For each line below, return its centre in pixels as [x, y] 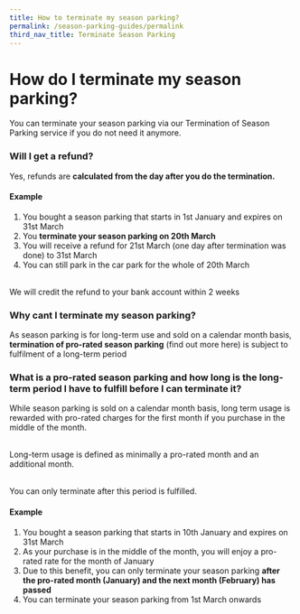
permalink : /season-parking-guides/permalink [96, 26]
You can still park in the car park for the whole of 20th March [136, 265]
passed [37, 590]
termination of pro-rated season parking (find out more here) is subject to [149, 345]
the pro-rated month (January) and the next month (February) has [149, 580]
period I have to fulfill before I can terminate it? [137, 389]
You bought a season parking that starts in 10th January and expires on [155, 532]
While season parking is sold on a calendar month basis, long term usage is [150, 408]
